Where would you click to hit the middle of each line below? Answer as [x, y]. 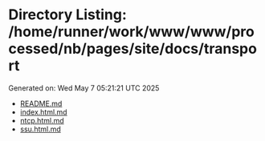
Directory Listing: [67, 15]
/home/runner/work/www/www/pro [131, 32]
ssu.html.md [41, 129]
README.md [41, 103]
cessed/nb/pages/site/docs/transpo [132, 49]
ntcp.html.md [42, 120]
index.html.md [43, 112]
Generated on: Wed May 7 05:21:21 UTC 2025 [84, 88]
